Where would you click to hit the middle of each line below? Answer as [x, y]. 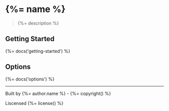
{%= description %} [38, 23]
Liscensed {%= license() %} [34, 103]
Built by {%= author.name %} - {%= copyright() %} [58, 93]
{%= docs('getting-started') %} [38, 51]
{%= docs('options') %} [30, 79]
